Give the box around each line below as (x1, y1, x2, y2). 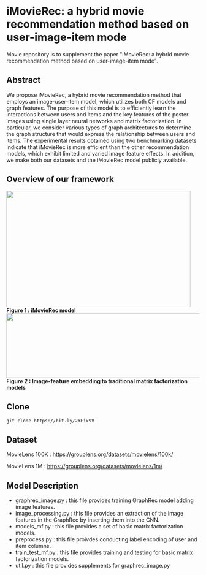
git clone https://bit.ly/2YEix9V (6, 418, 95, 424)
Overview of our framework (6, 174, 115, 185)
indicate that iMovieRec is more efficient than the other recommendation (6, 143, 189, 151)
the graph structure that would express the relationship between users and (6, 130, 195, 137)
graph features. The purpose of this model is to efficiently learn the (6, 104, 176, 112)
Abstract (6, 75, 41, 85)
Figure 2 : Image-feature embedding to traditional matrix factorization (6, 377, 188, 384)
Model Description (6, 480, 78, 491)
